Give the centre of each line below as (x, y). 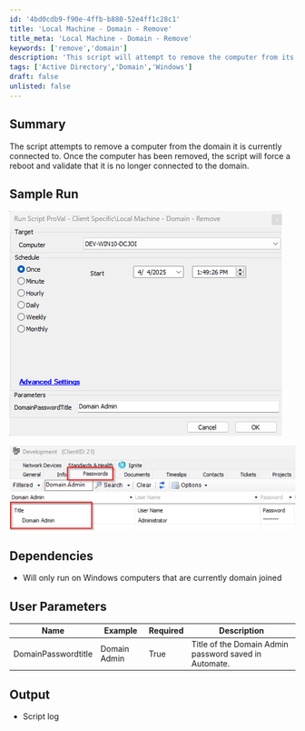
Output (30, 694)
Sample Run (44, 194)
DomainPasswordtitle (53, 654)
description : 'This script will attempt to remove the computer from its (152, 58)
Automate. (211, 663)
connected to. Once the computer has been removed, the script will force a (150, 155)
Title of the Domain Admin (240, 644)
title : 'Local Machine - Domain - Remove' (91, 29)
